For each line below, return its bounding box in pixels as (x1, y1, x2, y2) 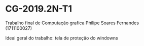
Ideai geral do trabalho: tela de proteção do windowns (5, 35, 118, 41)
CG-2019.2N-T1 (5, 3, 73, 15)
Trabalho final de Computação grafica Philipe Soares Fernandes (5, 20, 139, 26)
